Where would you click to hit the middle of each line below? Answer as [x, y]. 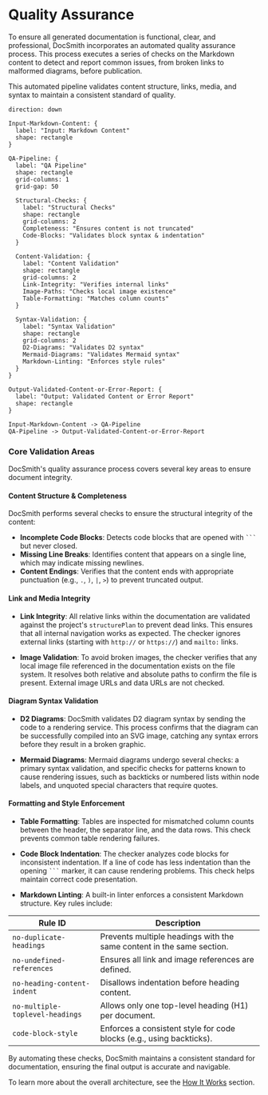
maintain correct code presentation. [79, 879]
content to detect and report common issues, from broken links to [116, 62]
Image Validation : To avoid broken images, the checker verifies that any [138, 657]
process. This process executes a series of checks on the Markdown [122, 54]
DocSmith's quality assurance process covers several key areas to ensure [130, 469]
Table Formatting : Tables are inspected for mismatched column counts [137, 821]
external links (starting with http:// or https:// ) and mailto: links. [129, 641]
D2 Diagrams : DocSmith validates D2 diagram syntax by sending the [132, 718]
